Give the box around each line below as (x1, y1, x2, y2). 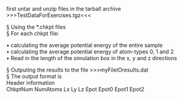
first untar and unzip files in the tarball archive (6, 5, 121, 12)
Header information (6, 79, 55, 86)
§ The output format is (6, 73, 62, 80)
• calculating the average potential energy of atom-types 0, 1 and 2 (6, 48, 174, 55)
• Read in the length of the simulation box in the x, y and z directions (6, 55, 178, 61)
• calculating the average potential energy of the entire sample (6, 42, 163, 49)
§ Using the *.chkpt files (6, 24, 66, 30)
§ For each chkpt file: (6, 30, 59, 37)
